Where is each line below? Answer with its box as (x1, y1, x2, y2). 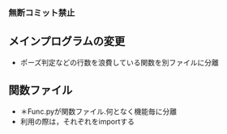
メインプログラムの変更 (8, 35, 126, 48)
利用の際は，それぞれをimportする (19, 116, 135, 126)
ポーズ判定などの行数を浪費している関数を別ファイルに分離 (19, 57, 219, 67)
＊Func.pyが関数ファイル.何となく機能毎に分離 (19, 107, 177, 116)
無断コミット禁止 (8, 6, 75, 18)
